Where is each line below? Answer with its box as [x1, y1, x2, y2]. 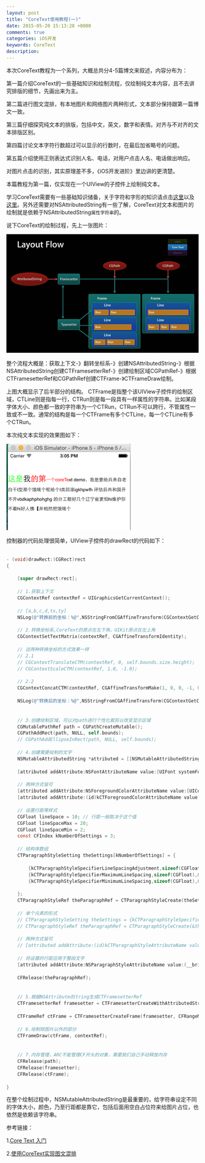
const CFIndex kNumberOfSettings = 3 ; [17, 833, 116, 839]
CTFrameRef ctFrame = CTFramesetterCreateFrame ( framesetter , [17, 1013, 176, 1019]
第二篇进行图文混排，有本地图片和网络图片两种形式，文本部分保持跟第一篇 [6, 100, 193, 107]
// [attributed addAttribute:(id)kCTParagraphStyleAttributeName [17, 943, 187, 949]
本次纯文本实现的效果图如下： [6, 431, 81, 439]
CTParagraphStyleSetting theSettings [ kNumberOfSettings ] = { [17, 852, 176, 859]
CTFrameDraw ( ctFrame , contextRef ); [17, 1032, 108, 1039]
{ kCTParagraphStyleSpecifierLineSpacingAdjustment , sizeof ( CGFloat [28, 865, 201, 871]
